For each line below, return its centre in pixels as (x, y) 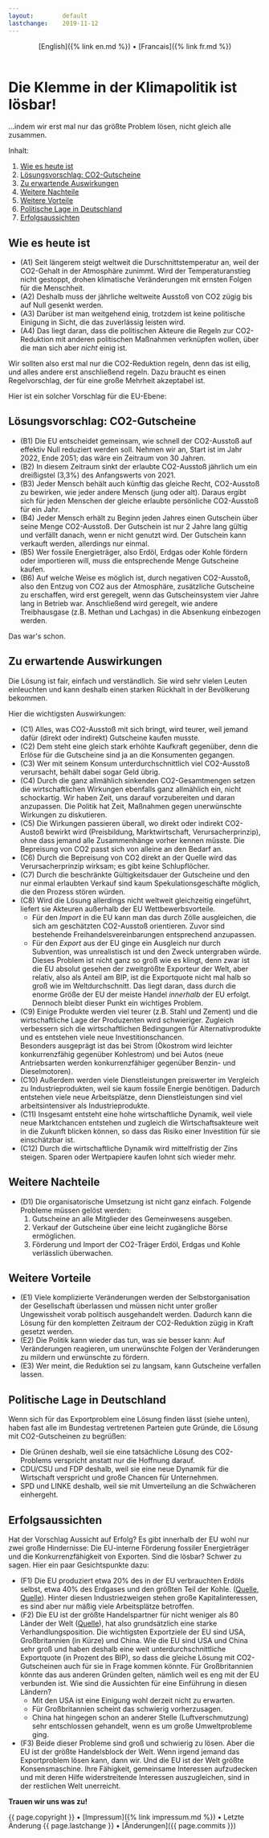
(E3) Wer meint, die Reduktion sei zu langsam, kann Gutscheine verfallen (140, 1366)
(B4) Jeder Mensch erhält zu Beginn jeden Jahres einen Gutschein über (139, 518)
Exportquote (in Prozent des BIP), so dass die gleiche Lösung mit (127, 1657)
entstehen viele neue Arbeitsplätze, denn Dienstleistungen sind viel (131, 1097)
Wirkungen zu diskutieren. (63, 815)
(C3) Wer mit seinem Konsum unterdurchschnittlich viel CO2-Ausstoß (135, 763)
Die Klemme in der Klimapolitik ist (123, 87)
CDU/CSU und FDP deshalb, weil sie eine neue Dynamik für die (124, 1469)
